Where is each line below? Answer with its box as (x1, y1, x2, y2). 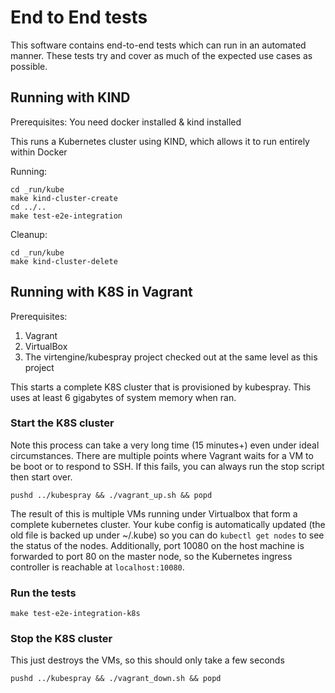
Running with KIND (10, 89, 131, 106)
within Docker (10, 146, 68, 158)
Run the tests (10, 586, 77, 600)
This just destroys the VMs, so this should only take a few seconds (10, 654, 285, 666)
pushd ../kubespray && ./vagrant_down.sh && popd (10, 674, 222, 684)
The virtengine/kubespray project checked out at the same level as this (24, 351, 318, 363)
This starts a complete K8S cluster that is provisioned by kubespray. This (10, 381, 312, 393)
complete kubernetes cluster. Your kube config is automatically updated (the (10, 518, 326, 530)
